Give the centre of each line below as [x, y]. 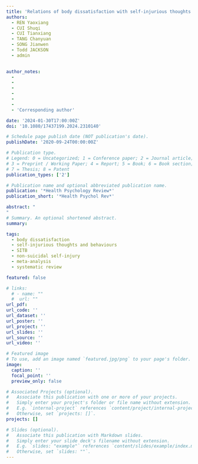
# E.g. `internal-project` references [57, 408]
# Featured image [27, 354]
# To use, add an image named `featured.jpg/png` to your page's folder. [99, 359]
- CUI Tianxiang [31, 34]
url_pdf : [17, 305]
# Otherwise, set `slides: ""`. [49, 452]
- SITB [19, 251]
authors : [17, 17]
